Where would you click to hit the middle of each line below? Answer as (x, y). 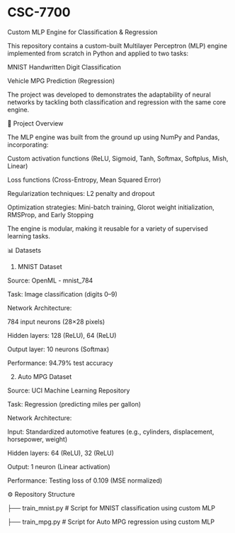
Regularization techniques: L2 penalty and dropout (81, 193)
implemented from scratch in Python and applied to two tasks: (98, 53)
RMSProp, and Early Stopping (51, 214)
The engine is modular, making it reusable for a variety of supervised (108, 229)
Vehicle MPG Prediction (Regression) (61, 81)
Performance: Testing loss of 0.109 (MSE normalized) (85, 480)
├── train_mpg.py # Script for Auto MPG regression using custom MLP (111, 522)
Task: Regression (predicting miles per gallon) (74, 404)
